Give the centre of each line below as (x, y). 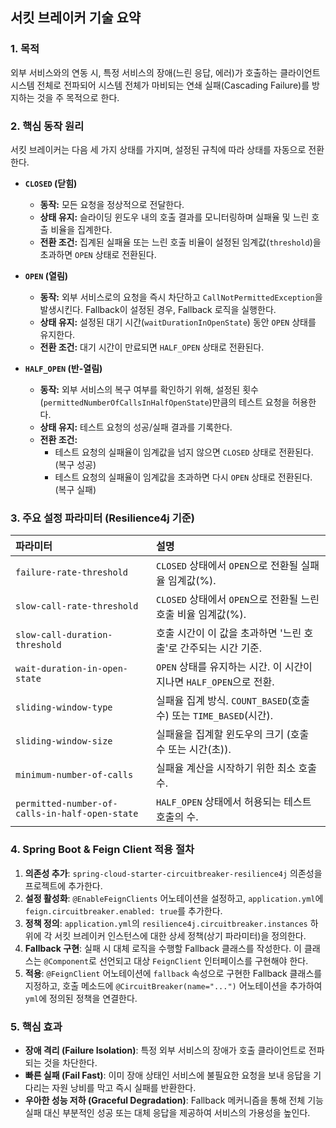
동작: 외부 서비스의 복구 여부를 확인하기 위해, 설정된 (140, 389)
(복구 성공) (75, 464)
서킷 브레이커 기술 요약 (76, 18)
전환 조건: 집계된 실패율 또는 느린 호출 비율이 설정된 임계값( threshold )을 (180, 242)
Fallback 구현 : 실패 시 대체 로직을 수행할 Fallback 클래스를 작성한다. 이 (163, 948)
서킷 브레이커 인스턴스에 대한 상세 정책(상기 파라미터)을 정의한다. (180, 935)
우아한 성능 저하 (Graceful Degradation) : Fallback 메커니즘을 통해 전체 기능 (174, 1100)
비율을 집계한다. (81, 229)
